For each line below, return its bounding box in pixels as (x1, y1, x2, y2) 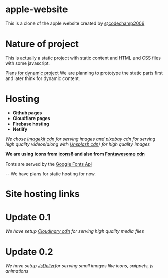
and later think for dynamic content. (5, 75, 80, 82)
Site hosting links (5, 188, 80, 200)
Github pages (12, 110, 42, 116)
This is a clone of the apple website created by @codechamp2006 (5, 20, 145, 26)
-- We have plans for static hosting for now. (5, 171, 96, 177)
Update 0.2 (5, 246, 53, 258)
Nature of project (5, 38, 79, 50)
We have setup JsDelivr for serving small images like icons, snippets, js (5, 262, 154, 269)
